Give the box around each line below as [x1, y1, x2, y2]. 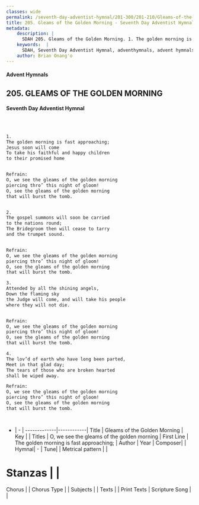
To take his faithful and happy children [6, 150, 110, 156]
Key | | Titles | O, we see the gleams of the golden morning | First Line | [14, 433, 188, 440]
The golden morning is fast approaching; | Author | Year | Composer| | [14, 439, 187, 446]
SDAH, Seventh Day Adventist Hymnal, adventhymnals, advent [21, 47, 174, 53]
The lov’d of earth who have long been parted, [6, 356, 126, 362]
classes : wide [6, 8, 41, 15]
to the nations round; [6, 220, 62, 226]
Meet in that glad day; [6, 362, 65, 367]
